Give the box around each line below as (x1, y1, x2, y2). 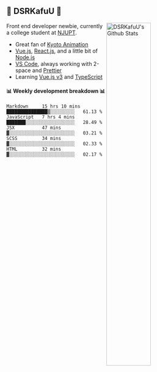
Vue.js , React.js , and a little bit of (15, 47, 98, 54)
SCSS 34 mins (6, 136, 62, 142)
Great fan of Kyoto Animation (15, 40, 89, 48)
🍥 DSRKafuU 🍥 (6, 6, 62, 16)
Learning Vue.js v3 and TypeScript (15, 73, 103, 80)
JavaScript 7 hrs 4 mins (6, 114, 75, 120)
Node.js (15, 53, 35, 61)
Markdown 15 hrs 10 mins (6, 103, 81, 110)
